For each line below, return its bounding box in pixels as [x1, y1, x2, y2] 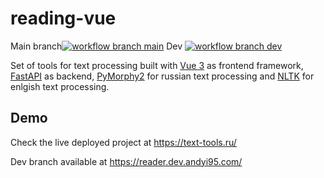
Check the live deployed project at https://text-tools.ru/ [10, 136, 237, 148]
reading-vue [10, 7, 117, 30]
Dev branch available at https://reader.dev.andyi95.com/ [10, 155, 243, 167]
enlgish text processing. [10, 80, 110, 92]
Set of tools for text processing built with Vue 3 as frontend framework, [10, 59, 304, 71]
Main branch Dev [10, 40, 183, 52]
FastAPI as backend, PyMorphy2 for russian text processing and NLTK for [10, 70, 315, 82]
